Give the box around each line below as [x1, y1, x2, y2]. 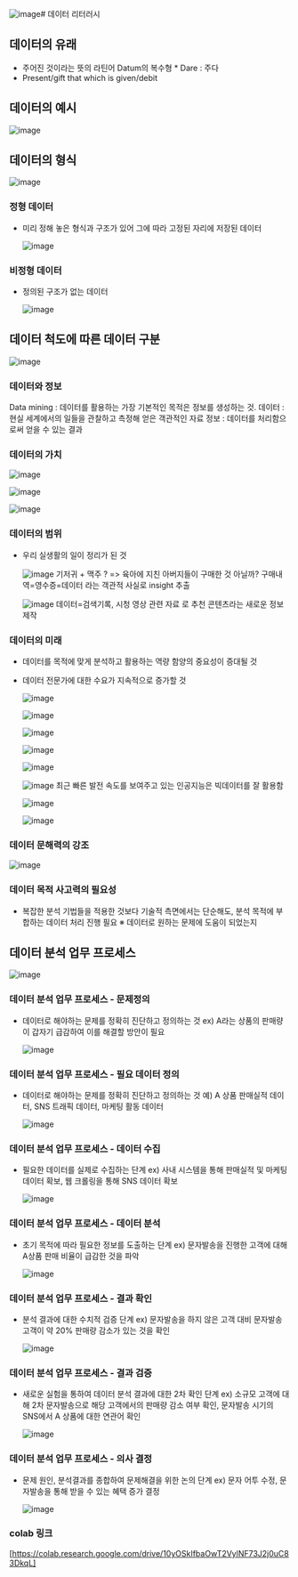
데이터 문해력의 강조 [9, 838, 90, 851]
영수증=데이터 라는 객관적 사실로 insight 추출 [34, 579, 190, 590]
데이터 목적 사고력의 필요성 [9, 884, 117, 896]
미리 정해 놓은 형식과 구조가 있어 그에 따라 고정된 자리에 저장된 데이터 [21, 222, 262, 233]
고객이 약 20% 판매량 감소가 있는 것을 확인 [21, 1325, 171, 1336]
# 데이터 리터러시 [40, 9, 101, 19]
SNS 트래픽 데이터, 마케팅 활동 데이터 [34, 1101, 165, 1112]
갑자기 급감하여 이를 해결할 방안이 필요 [31, 1026, 165, 1037]
